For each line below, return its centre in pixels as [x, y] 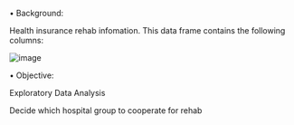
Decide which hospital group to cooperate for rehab [106, 111]
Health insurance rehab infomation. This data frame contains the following [147, 30]
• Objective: [32, 75]
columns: [27, 40]
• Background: [37, 13]
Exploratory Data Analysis [57, 93]
